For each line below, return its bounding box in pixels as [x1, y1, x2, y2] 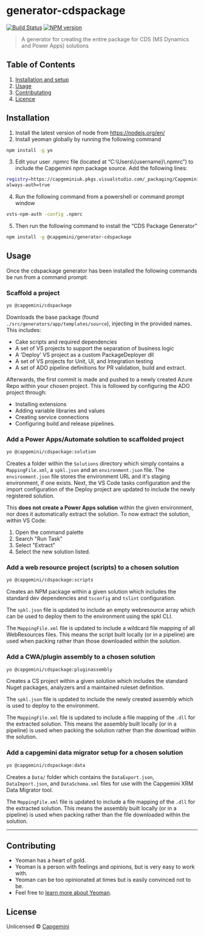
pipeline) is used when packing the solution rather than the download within [6, 727, 196, 734]
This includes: [6, 326, 41, 333]
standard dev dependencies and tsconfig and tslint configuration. [6, 594, 176, 602]
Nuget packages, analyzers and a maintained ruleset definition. [6, 684, 165, 691]
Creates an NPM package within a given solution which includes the [6, 588, 177, 595]
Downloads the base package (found [6, 313, 99, 321]
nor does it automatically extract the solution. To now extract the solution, [6, 510, 191, 518]
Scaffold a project [6, 288, 60, 297]
